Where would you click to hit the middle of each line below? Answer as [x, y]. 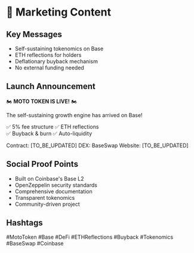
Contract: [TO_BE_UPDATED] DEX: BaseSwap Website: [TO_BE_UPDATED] [98, 145]
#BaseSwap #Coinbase [35, 243]
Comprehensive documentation [53, 191]
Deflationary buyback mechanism [56, 61]
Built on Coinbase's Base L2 [50, 178]
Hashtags [24, 223]
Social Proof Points [42, 164]
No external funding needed [50, 68]
